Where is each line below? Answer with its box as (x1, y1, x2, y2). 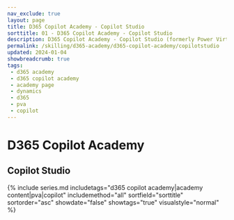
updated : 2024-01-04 (7, 49, 68, 56)
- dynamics (10, 88, 42, 95)
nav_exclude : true (7, 10, 61, 17)
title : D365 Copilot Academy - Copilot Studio (7, 23, 145, 30)
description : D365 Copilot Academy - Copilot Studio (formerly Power (7, 36, 214, 43)
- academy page (10, 81, 54, 88)
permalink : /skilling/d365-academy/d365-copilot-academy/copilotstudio (7, 42, 219, 49)
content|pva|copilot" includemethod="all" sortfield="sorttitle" (7, 191, 184, 199)
